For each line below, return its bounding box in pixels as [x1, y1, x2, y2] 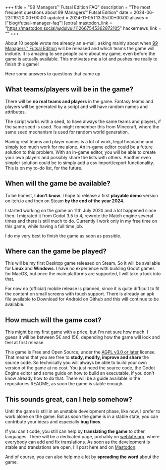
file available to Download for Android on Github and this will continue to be [5, 296, 160, 302]
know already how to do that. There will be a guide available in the [5, 375, 140, 381]
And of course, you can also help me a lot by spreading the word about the [5, 454, 160, 460]
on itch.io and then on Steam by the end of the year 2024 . [5, 198, 125, 204]
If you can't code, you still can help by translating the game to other [5, 428, 145, 434]
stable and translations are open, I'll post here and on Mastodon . [5, 444, 137, 450]
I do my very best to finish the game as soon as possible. [5, 233, 121, 238]
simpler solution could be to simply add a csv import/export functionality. [5, 160, 155, 166]
